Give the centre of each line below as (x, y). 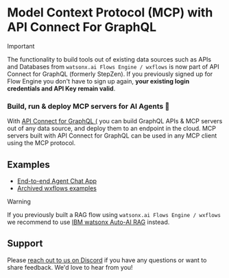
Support (25, 243)
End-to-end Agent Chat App (57, 181)
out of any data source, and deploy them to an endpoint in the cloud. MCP (112, 129)
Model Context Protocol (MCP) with (110, 13)
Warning (19, 202)
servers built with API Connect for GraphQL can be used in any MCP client (112, 136)
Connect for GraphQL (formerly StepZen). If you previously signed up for (110, 74)
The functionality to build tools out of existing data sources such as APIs (109, 59)
